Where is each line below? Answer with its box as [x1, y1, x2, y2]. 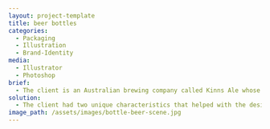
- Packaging [15, 34, 56, 42]
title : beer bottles [8, 19, 78, 27]
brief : [8, 79, 31, 87]
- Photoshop [15, 71, 56, 79]
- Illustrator [15, 64, 63, 72]
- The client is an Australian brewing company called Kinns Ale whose [15, 86, 261, 95]
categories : [8, 26, 48, 34]
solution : [8, 94, 42, 102]
